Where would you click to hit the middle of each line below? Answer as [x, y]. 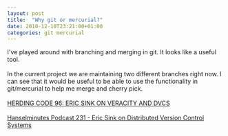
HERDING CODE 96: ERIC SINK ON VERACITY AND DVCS [89, 103]
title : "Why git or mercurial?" [55, 20]
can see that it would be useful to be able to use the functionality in [103, 81]
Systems [20, 125]
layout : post [26, 13]
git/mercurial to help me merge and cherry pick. [75, 89]
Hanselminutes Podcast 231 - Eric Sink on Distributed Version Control [106, 118]
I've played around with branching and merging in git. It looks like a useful [112, 52]
